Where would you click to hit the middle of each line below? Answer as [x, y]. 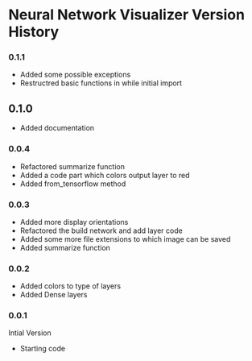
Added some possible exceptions [75, 75]
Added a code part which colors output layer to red [105, 175]
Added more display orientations [74, 222]
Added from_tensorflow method [73, 184]
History [34, 32]
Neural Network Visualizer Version [127, 15]
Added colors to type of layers [70, 286]
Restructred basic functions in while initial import [101, 83]
